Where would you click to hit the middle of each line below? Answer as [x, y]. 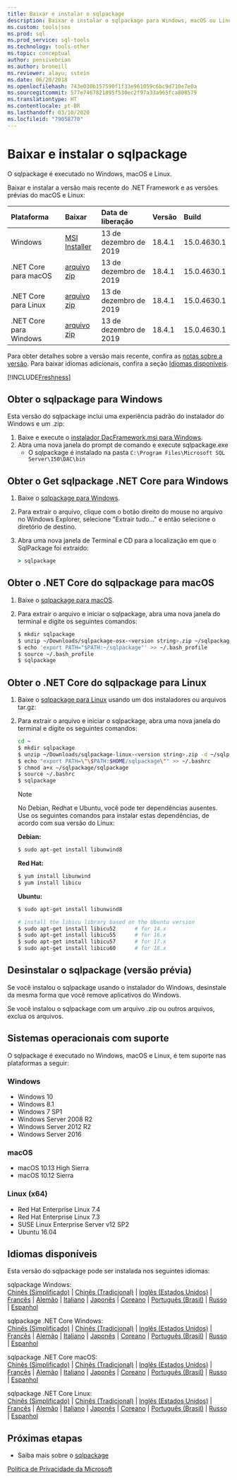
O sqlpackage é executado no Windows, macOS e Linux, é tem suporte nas [117, 1056]
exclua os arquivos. [35, 1016]
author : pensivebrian [39, 60]
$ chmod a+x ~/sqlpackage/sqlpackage [73, 768]
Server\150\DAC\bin [57, 459]
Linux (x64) [28, 1194]
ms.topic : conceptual [39, 54]
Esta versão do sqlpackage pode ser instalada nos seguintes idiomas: [109, 1271]
